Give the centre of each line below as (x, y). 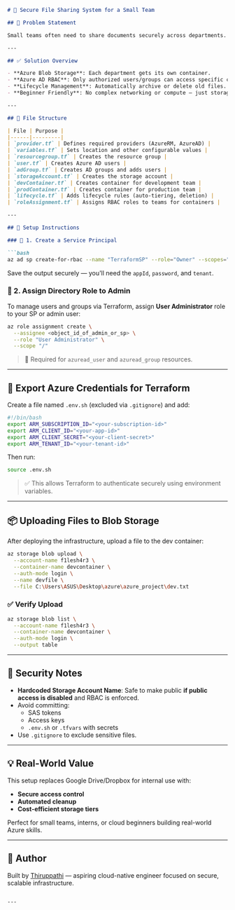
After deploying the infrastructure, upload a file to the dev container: (106, 541)
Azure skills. (25, 829)
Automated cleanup (47, 801)
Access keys (46, 720)
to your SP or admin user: (44, 313)
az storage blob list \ (42, 619)
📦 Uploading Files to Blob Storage (83, 521)
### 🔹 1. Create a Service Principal (62, 240)
